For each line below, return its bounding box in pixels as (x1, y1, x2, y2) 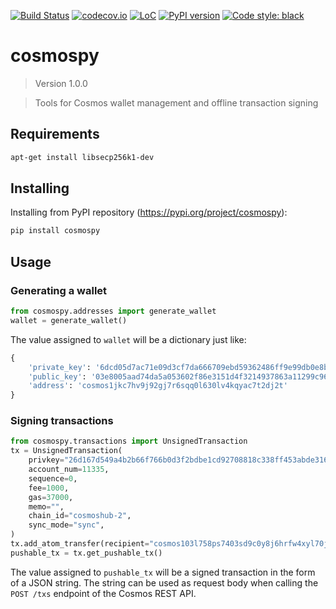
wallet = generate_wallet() (10, 315, 128, 325)
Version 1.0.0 (34, 77, 88, 89)
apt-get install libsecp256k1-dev (10, 152, 155, 162)
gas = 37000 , (28, 492, 74, 502)
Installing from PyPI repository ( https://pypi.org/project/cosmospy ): (10, 206, 288, 219)
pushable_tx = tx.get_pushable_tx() (10, 548, 163, 558)
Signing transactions (10, 414, 114, 428)
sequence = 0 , (28, 473, 78, 484)
